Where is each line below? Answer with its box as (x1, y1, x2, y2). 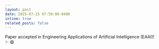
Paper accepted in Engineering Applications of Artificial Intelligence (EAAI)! (5, 34, 155, 40)
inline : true (5, 16, 31, 21)
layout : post (5, 7, 31, 12)
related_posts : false (5, 20, 49, 26)
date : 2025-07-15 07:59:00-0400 (5, 12, 70, 16)
